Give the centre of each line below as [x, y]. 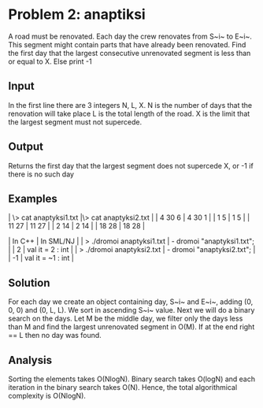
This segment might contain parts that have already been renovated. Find [127, 44]
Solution [29, 282]
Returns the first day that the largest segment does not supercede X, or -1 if [131, 165]
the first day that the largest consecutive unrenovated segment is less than [130, 53]
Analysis [30, 360]
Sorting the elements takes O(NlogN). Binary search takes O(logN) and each [132, 379]
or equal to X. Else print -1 [50, 61]
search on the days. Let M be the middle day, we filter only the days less [126, 319]
